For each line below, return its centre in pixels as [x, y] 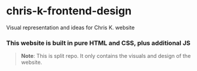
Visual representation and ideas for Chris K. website [71, 27]
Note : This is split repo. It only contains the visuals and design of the [106, 56]
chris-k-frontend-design [69, 11]
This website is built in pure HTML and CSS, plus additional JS [98, 43]
